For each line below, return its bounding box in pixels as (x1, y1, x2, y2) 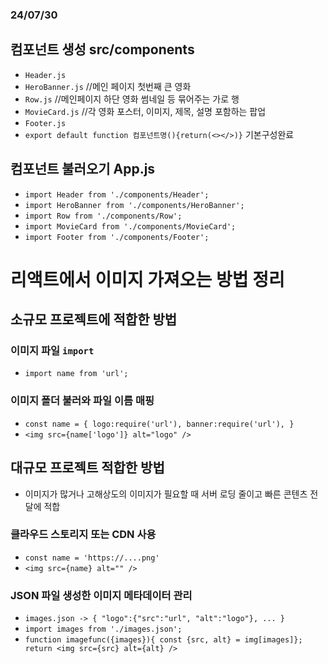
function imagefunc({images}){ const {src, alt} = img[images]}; (24, 635, 303, 645)
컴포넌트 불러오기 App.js (10, 161, 156, 178)
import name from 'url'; (24, 369, 129, 379)
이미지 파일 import (10, 344, 95, 358)
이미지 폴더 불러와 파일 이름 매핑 (10, 394, 155, 408)
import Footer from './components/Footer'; (24, 232, 210, 242)
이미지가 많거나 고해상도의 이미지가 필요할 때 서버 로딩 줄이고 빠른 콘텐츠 (24, 488, 308, 500)
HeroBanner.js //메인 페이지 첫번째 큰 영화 (24, 80, 192, 92)
